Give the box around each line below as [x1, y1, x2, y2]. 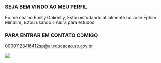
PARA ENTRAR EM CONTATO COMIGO [5, 32, 98, 39]
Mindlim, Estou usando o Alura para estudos [5, 20, 95, 25]
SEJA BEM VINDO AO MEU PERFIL [5, 3, 87, 10]
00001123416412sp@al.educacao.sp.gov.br [5, 43, 93, 49]
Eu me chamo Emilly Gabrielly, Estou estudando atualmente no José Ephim [5, 15, 156, 21]
